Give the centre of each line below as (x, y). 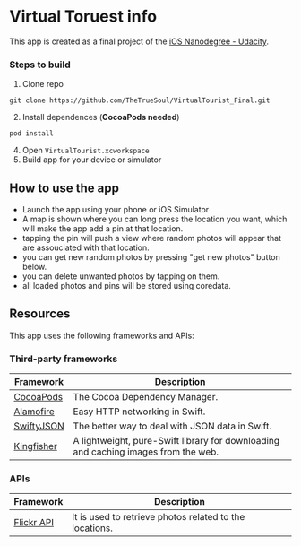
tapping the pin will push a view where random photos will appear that (152, 238)
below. (34, 267)
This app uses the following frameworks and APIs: (102, 335)
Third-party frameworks (64, 359)
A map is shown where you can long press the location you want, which (155, 219)
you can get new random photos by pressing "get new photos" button (151, 257)
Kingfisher (36, 446)
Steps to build (40, 65)
